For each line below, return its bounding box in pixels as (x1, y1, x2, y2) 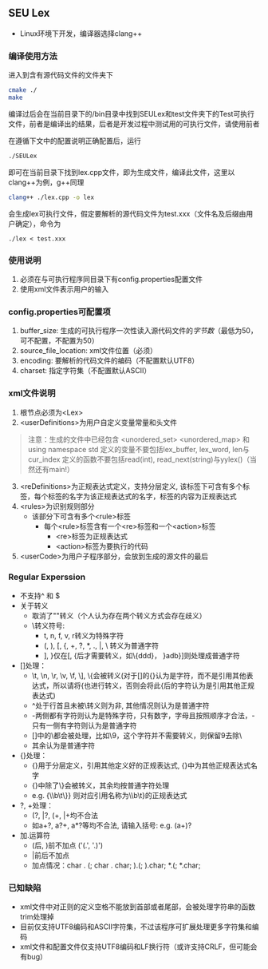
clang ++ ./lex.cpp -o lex (8, 193, 94, 201)
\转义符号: (31, 621, 65, 630)
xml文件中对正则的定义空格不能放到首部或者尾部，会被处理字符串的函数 (19, 902, 256, 911)
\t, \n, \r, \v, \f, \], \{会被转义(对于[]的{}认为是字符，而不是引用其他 (31, 670, 246, 680)
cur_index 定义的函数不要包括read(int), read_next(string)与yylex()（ (27, 455, 250, 464)
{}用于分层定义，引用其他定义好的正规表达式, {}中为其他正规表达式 (31, 761, 251, 770)
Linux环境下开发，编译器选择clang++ (19, 28, 142, 38)
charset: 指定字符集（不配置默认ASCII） (19, 366, 152, 375)
